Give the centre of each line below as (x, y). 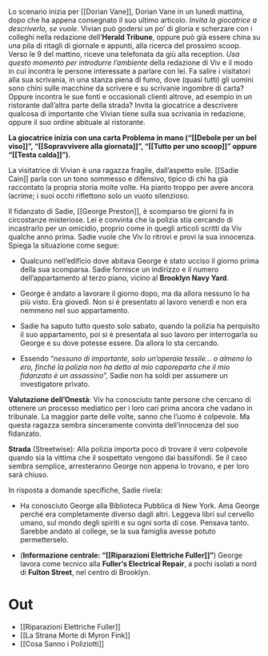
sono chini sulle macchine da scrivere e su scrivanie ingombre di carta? (126, 88)
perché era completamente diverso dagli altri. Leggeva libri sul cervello (137, 514)
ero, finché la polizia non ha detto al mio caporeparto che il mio (125, 367)
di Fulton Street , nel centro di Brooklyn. (85, 572)
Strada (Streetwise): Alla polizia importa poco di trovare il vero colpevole (128, 449)
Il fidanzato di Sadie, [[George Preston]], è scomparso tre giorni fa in (121, 211)
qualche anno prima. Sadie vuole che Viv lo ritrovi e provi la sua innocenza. (132, 237)
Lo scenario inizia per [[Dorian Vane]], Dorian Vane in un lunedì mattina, (126, 12)
